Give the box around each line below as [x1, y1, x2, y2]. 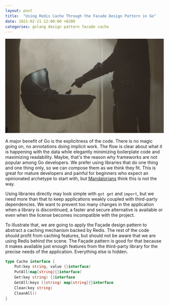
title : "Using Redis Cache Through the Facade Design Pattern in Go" [5, 13, 156, 19]
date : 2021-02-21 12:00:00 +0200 [5, 19, 75, 24]
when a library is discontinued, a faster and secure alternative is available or [5, 207, 163, 213]
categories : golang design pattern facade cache [5, 24, 109, 29]
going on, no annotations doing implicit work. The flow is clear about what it [5, 143, 162, 149]
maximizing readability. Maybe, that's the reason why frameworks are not [5, 154, 157, 160]
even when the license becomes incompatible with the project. [5, 212, 135, 218]
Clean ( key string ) [14, 285, 53, 290]
